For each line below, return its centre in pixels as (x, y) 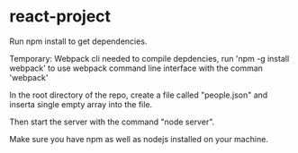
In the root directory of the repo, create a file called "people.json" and (139, 95)
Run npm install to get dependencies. (78, 41)
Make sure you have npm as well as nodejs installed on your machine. (139, 139)
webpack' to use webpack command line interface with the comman (136, 68)
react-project (60, 17)
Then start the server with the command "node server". (112, 122)
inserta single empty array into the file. (81, 104)
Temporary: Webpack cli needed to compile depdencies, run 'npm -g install (149, 58)
